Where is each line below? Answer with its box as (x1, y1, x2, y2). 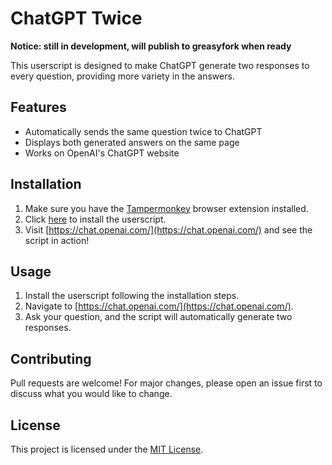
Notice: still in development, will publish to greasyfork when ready (10, 40, 292, 52)
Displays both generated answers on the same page (24, 136, 240, 148)
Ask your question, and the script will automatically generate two (24, 311, 293, 323)
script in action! (24, 234, 90, 246)
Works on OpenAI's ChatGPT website (24, 147, 180, 159)
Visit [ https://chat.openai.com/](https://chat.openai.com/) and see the (24, 223, 313, 236)
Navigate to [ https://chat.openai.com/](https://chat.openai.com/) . (24, 300, 294, 312)
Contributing (10, 350, 92, 367)
